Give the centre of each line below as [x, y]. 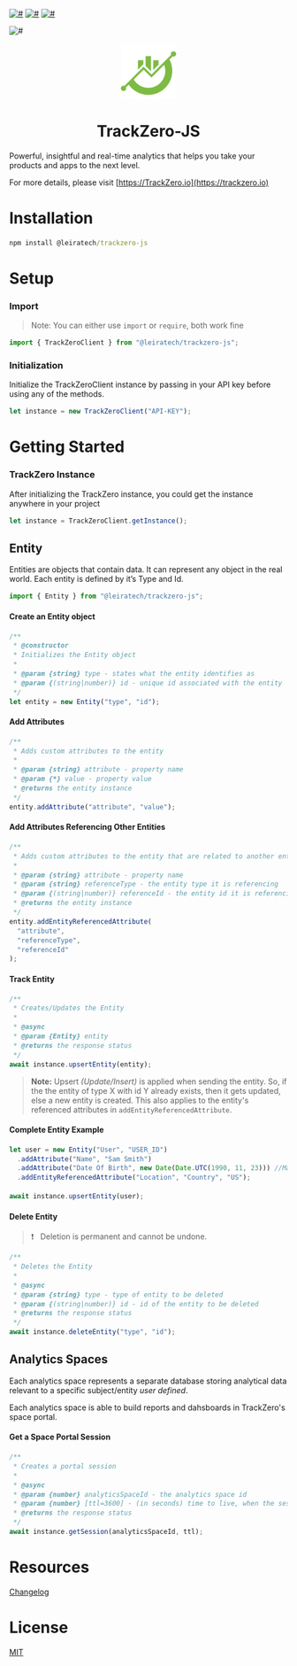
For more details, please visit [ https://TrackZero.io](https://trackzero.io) [139, 182]
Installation [51, 218]
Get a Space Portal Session [60, 1437]
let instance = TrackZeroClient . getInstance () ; [99, 521]
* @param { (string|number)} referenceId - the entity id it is [132, 894]
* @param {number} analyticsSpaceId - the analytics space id [130, 1494]
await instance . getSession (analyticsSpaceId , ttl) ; [106, 1532]
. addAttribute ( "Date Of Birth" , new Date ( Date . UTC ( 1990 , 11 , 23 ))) [144, 1168]
